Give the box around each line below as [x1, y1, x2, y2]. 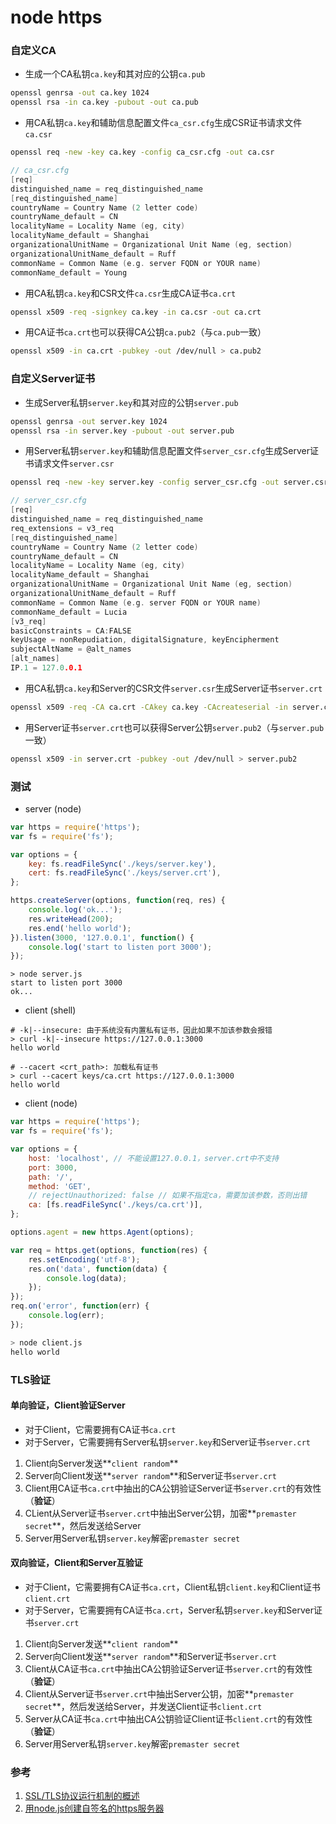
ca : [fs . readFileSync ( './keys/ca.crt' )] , [28, 1200, 203, 1210]
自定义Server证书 [10, 372, 96, 386]
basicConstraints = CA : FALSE [10, 626, 132, 636]
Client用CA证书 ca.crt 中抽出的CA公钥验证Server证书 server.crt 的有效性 [24, 1482, 322, 1494]
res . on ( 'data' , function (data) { [28, 1264, 168, 1274]
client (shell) [24, 1004, 77, 1016]
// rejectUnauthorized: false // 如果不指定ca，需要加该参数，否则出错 [28, 1191, 308, 1201]
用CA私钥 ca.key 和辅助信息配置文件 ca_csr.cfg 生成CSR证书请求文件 [24, 117, 303, 129]
